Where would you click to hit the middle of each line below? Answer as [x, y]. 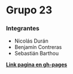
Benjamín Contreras [38, 47]
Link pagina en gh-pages [37, 65]
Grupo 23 [29, 10]
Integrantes [23, 29]
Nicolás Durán [31, 41]
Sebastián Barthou [36, 54]
